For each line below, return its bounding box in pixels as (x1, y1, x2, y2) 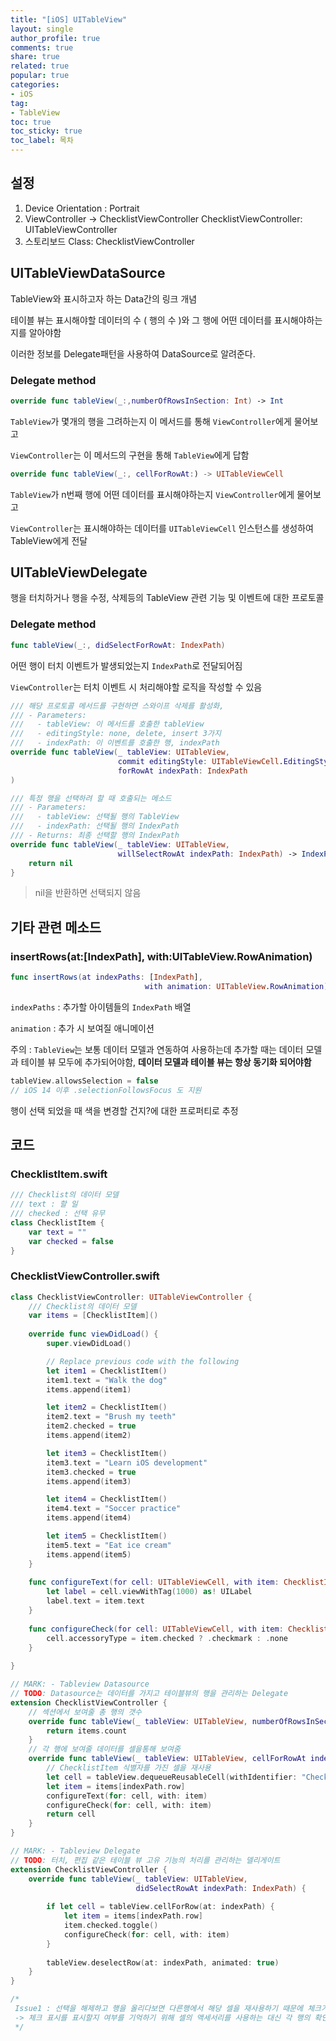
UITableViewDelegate (10, 564, 148, 581)
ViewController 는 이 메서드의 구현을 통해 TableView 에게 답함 (10, 449, 250, 461)
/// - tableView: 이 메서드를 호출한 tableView (10, 719, 205, 730)
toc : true (10, 117, 52, 127)
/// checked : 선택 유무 (10, 1209, 106, 1219)
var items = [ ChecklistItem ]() (28, 1311, 159, 1321)
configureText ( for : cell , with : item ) (46, 1791, 208, 1801)
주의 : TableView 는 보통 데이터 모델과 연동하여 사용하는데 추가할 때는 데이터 (10, 1043, 304, 1055)
